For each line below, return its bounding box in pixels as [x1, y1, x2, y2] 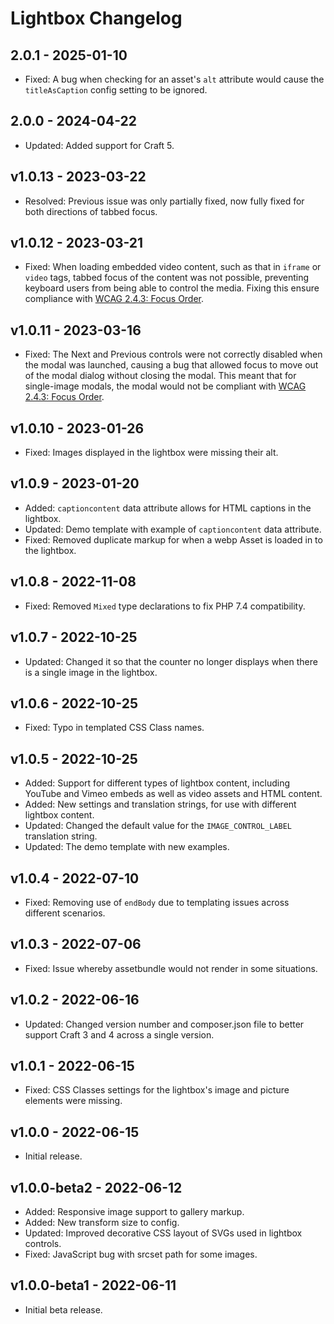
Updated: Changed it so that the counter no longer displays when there [24, 655, 318, 667]
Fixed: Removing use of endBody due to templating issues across [24, 896, 290, 908]
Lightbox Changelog [10, 7, 183, 30]
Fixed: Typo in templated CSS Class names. [24, 722, 205, 734]
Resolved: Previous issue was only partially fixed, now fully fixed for [24, 195, 305, 207]
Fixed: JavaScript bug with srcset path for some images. [24, 1248, 258, 1260]
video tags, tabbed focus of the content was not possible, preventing [24, 272, 310, 284]
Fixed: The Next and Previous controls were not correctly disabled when [24, 348, 323, 361]
